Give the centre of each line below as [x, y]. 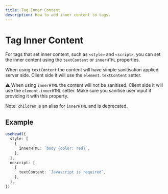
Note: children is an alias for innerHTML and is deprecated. [67, 106]
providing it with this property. [37, 96]
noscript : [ [23, 163]
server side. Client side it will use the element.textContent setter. [74, 75]
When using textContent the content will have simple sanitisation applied [82, 70]
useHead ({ [16, 134]
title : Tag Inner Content [33, 10]
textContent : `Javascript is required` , [62, 172]
